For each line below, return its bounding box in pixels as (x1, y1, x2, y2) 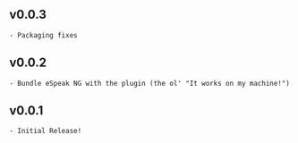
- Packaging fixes (9, 30, 78, 39)
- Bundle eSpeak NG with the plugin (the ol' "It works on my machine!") (9, 79, 291, 88)
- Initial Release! (9, 127, 82, 136)
